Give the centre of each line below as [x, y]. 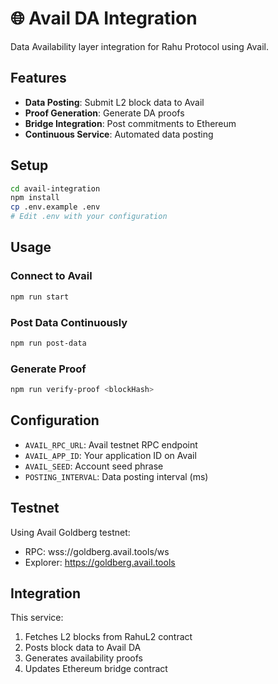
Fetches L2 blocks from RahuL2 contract [108, 637]
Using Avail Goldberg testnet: [70, 532]
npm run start [40, 297]
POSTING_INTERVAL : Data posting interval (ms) [116, 476]
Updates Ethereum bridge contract [96, 669]
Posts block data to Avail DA [83, 648]
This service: [37, 618]
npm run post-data [48, 343]
